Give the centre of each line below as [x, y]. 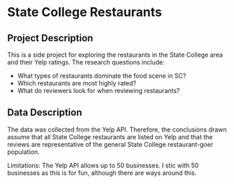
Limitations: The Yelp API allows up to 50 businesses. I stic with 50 [103, 165]
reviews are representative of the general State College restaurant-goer [110, 144]
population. [23, 152]
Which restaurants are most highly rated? [76, 83]
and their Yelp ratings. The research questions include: [86, 62]
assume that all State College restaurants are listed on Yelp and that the [110, 136]
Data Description [45, 113]
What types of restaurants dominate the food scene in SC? [102, 76]
